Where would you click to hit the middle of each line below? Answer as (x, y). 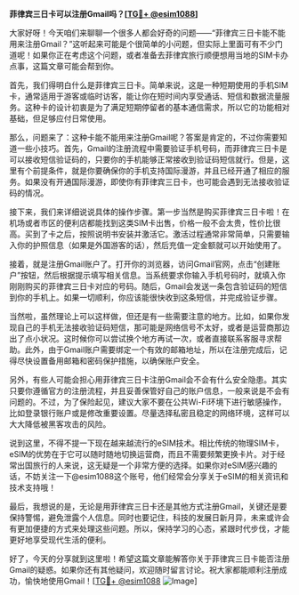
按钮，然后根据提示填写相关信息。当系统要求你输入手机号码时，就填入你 (154, 275)
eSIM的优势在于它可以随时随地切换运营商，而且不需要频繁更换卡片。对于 (143, 454)
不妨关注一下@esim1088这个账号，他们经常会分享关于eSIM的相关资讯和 (157, 476)
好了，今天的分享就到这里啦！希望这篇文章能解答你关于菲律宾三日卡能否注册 (149, 559)
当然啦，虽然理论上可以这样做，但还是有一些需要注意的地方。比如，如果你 (145, 316)
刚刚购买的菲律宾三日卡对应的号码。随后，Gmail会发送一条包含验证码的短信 (148, 286)
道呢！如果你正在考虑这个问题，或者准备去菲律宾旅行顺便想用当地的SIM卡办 (149, 55)
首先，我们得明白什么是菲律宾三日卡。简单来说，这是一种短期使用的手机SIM (149, 85)
